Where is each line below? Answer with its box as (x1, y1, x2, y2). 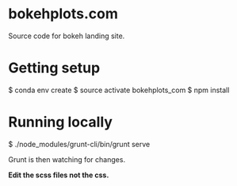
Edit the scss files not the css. (8, 170, 109, 180)
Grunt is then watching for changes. (8, 154, 125, 164)
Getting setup (8, 59, 101, 77)
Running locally (8, 113, 113, 131)
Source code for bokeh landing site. (8, 31, 125, 41)
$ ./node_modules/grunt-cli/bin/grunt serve (8, 139, 151, 149)
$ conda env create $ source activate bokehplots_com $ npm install (8, 85, 230, 95)
